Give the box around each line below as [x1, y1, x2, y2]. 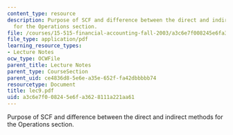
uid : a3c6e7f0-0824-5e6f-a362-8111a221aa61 [7, 94, 135, 101]
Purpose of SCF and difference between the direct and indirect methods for [7, 113, 223, 121]
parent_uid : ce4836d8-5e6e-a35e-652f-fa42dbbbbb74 [7, 74, 157, 82]
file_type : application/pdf [7, 36, 89, 43]
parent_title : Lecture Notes [7, 62, 92, 69]
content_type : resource [7, 10, 76, 17]
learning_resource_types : [7, 42, 82, 49]
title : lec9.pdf [7, 87, 54, 94]
